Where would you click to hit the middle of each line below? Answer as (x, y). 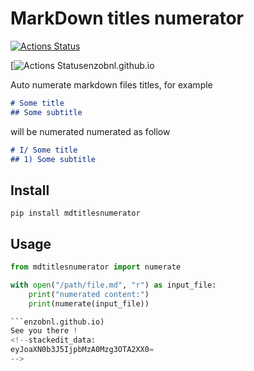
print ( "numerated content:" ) (89, 294)
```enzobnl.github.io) (57, 322)
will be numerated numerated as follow (90, 131)
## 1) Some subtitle (53, 159)
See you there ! (44, 331)
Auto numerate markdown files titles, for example (111, 84)
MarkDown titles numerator (127, 18)
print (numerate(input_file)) (89, 303)
